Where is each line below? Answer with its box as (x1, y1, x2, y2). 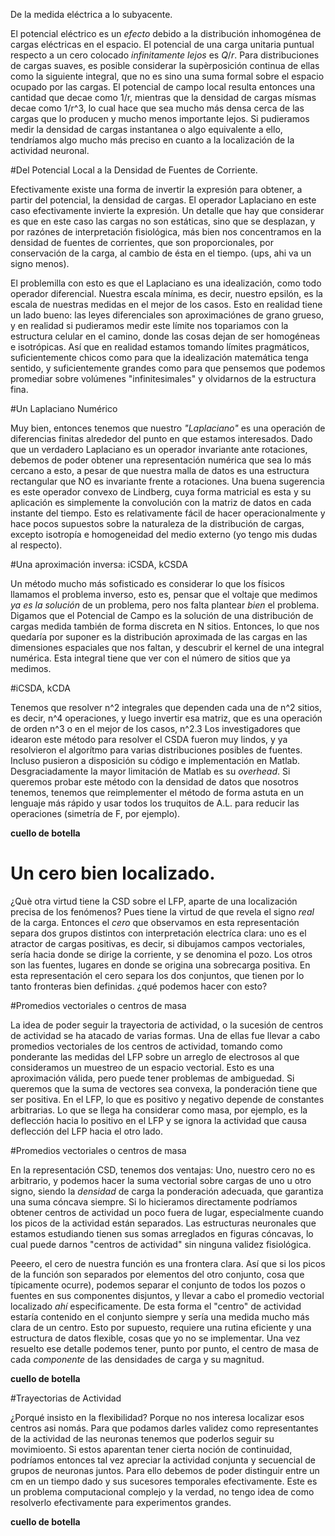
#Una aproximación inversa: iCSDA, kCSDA (10, 559, 188, 570)
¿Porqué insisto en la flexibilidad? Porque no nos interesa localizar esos (10, 1411, 305, 1423)
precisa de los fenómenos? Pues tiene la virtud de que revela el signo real (10, 905, 315, 918)
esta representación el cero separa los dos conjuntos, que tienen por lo (10, 969, 305, 981)
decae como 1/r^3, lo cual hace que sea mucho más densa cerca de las (10, 102, 305, 114)
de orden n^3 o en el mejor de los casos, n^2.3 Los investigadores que (10, 723, 301, 734)
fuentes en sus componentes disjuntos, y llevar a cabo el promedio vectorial (10, 1289, 325, 1301)
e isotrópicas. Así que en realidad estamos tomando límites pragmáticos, (10, 341, 310, 353)
